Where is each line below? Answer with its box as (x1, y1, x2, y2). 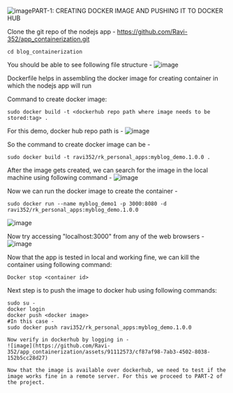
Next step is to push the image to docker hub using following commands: (7, 286, 218, 294)
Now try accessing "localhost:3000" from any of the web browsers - (7, 232, 204, 240)
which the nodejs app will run (7, 82, 92, 90)
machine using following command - (7, 174, 112, 181)
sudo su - (7, 300, 36, 307)
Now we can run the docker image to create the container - (7, 187, 178, 195)
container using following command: (7, 261, 112, 268)
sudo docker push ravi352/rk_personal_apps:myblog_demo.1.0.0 (7, 324, 192, 331)
